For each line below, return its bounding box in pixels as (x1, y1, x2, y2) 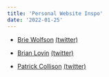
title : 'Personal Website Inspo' (7, 10, 103, 17)
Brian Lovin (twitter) (17, 49, 74, 57)
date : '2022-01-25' (7, 16, 63, 23)
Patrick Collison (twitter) (17, 62, 86, 70)
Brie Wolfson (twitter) (17, 35, 78, 43)
